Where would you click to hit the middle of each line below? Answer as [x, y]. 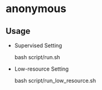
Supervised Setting [38, 45]
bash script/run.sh [37, 57]
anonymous [36, 9]
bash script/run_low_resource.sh [55, 81]
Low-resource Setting [41, 69]
